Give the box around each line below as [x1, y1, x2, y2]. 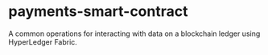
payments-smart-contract [8, 2, 188, 21]
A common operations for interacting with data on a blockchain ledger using [8, 29, 261, 38]
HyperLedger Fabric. [8, 37, 78, 46]
